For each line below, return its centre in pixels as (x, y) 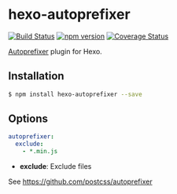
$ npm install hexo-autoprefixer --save (76, 94)
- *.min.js (40, 152)
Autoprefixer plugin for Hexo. (55, 51)
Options (28, 119)
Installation (36, 76)
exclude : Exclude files (55, 167)
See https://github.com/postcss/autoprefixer (80, 181)
